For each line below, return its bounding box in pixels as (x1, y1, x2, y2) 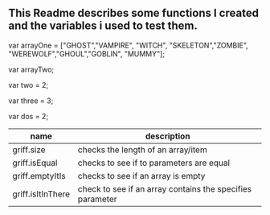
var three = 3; (8, 96, 54, 105)
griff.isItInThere (12, 188, 71, 200)
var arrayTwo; (8, 64, 55, 74)
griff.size (12, 144, 46, 155)
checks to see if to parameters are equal (77, 157, 231, 168)
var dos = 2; (8, 111, 49, 121)
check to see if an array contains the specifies (77, 183, 252, 194)
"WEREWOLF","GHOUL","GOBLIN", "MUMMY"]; (8, 48, 166, 59)
